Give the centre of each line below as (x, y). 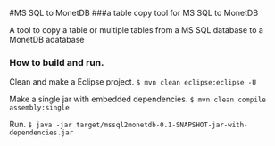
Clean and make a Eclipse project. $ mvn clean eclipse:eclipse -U (133, 82)
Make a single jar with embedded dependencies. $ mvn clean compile (137, 99)
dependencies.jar (42, 133)
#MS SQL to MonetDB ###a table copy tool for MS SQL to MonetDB (134, 13)
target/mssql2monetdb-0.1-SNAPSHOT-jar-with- (162, 125)
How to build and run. (57, 62)
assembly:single (39, 108)
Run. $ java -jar (41, 125)
